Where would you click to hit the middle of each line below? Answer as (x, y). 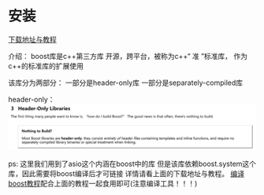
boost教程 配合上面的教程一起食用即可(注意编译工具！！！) (103, 183)
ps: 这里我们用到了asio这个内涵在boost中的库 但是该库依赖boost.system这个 (132, 164)
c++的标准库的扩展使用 (46, 66)
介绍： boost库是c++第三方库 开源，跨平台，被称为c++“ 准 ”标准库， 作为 (128, 56)
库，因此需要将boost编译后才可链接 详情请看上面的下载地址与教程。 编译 (126, 173)
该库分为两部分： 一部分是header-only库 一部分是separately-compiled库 (126, 83)
